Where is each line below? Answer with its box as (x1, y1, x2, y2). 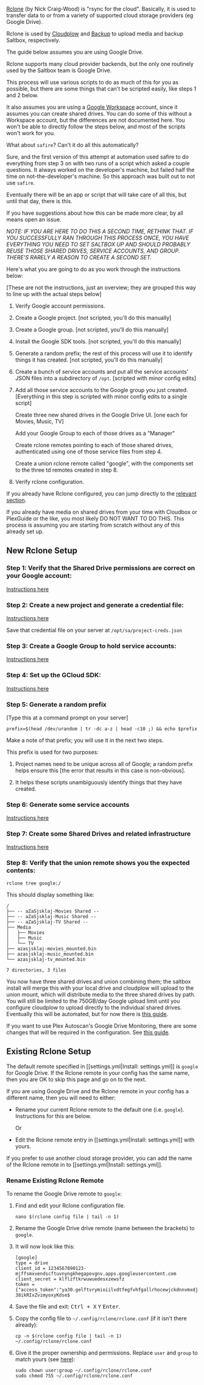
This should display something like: (6, 891, 94, 898)
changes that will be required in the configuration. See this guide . (6, 1028, 171, 1036)
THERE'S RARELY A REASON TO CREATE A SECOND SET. (6, 254, 152, 261)
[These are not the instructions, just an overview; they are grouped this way (6, 284, 196, 291)
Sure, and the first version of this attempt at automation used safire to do (6, 153, 189, 160)
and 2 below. (6, 92, 38, 98)
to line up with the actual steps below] (6, 291, 102, 297)
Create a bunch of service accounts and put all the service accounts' (15, 368, 189, 375)
